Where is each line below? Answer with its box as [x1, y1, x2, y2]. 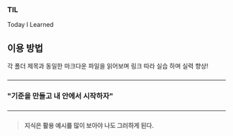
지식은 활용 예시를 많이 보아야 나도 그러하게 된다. [24, 121, 155, 129]
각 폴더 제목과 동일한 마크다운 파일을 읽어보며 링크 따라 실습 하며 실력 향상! [7, 62, 209, 70]
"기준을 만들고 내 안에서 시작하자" [7, 91, 114, 101]
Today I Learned [7, 21, 54, 29]
